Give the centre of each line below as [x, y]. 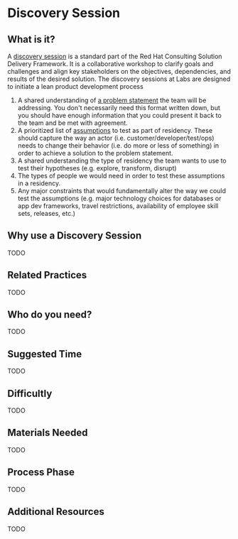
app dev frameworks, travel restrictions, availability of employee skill [118, 206]
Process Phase [41, 473]
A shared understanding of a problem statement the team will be [112, 100]
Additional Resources [56, 512]
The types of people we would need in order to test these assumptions [121, 176]
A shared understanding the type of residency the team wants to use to [122, 160]
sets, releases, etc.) [47, 213]
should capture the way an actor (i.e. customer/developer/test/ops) [116, 138]
